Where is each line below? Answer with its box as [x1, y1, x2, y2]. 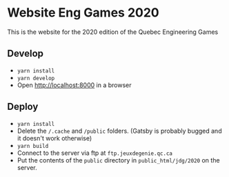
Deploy [7, 101, 39, 113]
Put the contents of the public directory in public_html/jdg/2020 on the [17, 156, 220, 164]
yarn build [17, 142, 49, 149]
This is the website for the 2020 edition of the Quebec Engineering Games [7, 28, 219, 36]
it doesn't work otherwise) [17, 133, 92, 142]
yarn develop [17, 75, 55, 82]
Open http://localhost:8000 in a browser [17, 81, 132, 89]
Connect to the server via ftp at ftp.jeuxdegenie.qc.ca [17, 149, 172, 157]
